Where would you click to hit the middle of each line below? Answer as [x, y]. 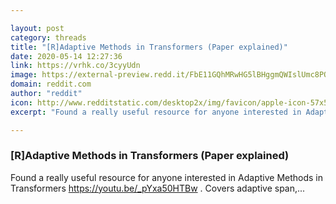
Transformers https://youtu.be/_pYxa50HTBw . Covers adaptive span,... [158, 188]
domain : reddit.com [51, 84]
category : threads [48, 37]
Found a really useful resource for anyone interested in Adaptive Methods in [167, 177]
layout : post [37, 28]
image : [24, 75]
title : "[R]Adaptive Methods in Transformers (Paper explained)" [149, 47]
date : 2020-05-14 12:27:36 [66, 56]
